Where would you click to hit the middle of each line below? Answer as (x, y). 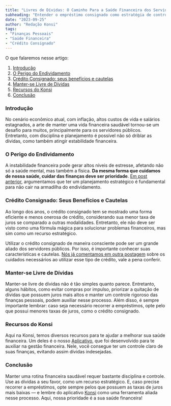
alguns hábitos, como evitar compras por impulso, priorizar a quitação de (82, 289)
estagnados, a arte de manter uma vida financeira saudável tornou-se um (82, 125)
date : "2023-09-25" (26, 19)
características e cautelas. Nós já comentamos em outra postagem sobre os (85, 254)
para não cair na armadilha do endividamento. (53, 187)
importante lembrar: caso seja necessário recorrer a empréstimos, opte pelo (85, 305)
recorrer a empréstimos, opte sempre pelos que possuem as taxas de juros (84, 387)
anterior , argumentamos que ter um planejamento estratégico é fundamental (85, 182)
